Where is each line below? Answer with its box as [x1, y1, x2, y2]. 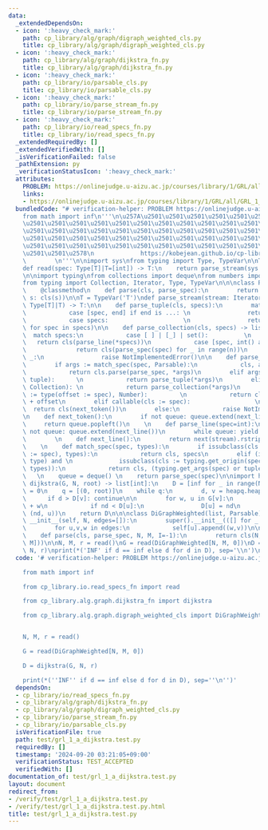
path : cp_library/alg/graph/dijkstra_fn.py [22, 57, 170, 65]
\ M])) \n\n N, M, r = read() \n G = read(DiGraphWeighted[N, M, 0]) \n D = [22, 539, 262, 547]
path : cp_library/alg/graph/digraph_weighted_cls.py [22, 34, 202, 42]
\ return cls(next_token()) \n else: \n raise [22, 405, 241, 414]
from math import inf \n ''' [22, 212, 112, 220]
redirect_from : [8, 788, 59, 796]
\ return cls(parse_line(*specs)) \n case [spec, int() [22, 339, 255, 347]
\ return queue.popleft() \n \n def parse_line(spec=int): [22, 420, 255, 428]
